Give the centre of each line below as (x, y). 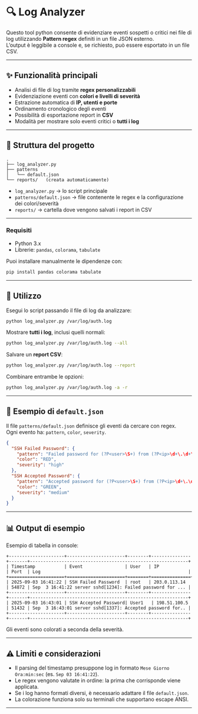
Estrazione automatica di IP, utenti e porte (66, 102)
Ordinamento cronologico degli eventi (60, 108)
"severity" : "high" (41, 465)
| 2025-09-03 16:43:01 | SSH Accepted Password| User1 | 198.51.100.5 (97, 603)
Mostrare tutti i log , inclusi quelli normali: (56, 332)
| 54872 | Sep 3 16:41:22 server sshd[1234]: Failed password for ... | (99, 587)
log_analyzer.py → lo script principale (61, 191)
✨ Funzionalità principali (52, 75)
